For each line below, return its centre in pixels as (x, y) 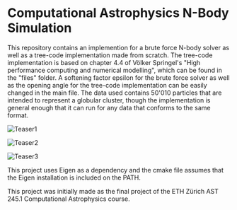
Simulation (40, 28)
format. (18, 115)
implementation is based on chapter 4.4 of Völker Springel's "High (104, 62)
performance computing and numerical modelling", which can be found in (115, 70)
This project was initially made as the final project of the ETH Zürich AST (113, 191)
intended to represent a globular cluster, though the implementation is (109, 100)
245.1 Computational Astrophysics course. (69, 199)
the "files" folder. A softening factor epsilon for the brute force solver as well (118, 77)
